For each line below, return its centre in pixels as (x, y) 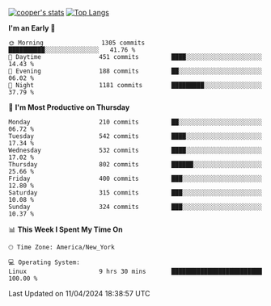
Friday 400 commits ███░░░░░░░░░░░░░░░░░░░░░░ (135, 178)
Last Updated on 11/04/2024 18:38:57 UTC (80, 293)
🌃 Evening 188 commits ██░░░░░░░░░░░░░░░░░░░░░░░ (135, 71)
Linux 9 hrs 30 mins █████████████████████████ (135, 271)
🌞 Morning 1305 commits (77, 43)
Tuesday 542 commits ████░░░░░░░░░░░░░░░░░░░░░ (135, 136)
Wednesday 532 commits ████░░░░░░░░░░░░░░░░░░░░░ (135, 150)
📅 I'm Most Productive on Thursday (69, 107)
